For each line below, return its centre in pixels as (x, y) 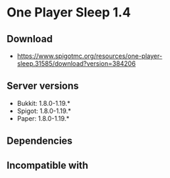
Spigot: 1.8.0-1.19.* (44, 111)
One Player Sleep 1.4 (69, 13)
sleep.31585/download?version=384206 (76, 64)
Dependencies (39, 141)
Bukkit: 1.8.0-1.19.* (43, 103)
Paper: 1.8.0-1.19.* (43, 118)
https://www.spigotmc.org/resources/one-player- (90, 56)
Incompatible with (48, 165)
